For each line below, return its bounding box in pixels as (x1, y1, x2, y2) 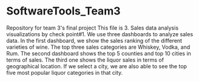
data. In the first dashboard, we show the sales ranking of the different (6, 37, 183, 44)
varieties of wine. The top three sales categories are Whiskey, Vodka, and (6, 43, 191, 51)
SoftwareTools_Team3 (6, 4, 121, 18)
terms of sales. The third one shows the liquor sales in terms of (6, 56, 164, 63)
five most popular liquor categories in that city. (6, 69, 123, 76)
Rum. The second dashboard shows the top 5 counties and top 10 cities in (6, 49, 191, 57)
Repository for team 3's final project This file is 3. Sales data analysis (6, 24, 179, 31)
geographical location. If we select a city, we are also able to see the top (6, 62, 187, 70)
